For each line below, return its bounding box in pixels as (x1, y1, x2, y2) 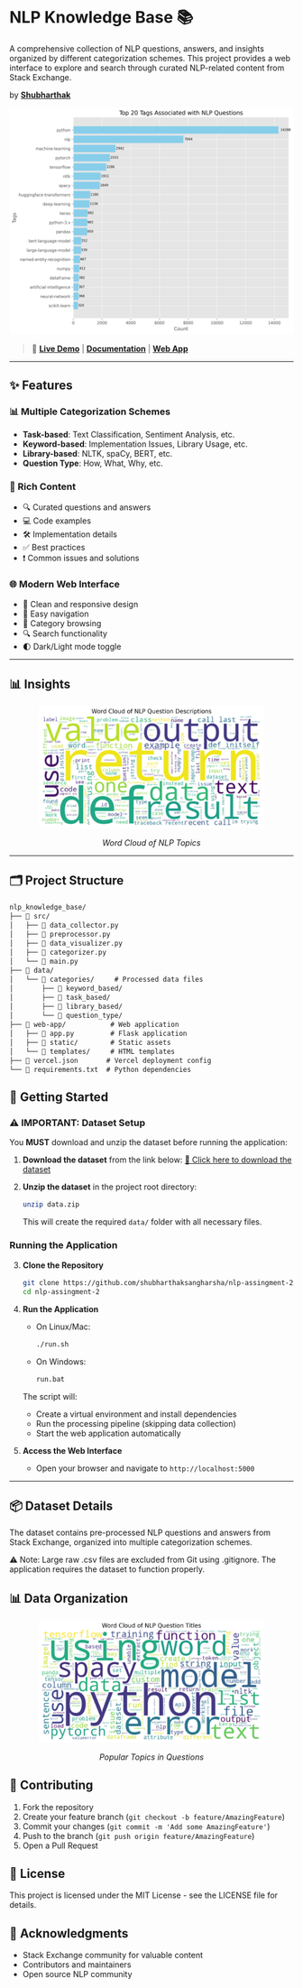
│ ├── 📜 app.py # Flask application (9, 1029, 188, 1038)
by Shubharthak (9, 89, 71, 100)
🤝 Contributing (9, 1778, 94, 1793)
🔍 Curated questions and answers (22, 502, 151, 513)
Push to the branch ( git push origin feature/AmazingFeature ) (22, 1830, 255, 1841)
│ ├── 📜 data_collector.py (9, 920, 119, 929)
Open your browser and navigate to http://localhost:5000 (35, 1463, 255, 1474)
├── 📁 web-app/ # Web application (9, 1020, 179, 1029)
